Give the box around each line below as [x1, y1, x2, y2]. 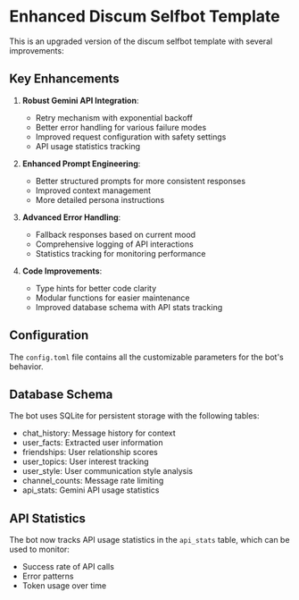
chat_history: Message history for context [21, 427, 176, 439]
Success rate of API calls [21, 562, 114, 572]
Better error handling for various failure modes [35, 122, 207, 132]
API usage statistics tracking [35, 140, 141, 151]
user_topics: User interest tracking [21, 456, 149, 467]
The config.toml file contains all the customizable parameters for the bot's [9, 351, 284, 362]
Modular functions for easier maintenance [35, 292, 190, 303]
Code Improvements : [21, 266, 103, 276]
